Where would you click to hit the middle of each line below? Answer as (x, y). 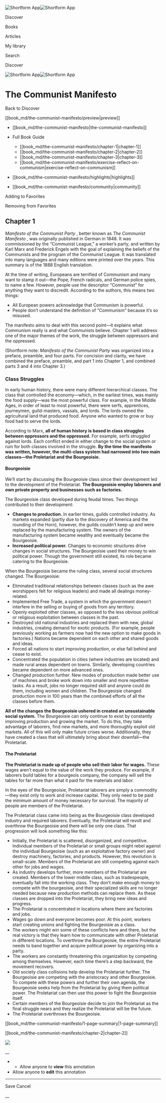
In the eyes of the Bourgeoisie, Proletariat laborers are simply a (69, 790)
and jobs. (22, 914)
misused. (21, 315)
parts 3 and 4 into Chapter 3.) (35, 366)
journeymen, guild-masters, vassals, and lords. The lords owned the (74, 411)
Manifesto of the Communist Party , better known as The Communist (75, 233)
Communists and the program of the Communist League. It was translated (81, 254)
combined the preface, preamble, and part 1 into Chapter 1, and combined (80, 361)
